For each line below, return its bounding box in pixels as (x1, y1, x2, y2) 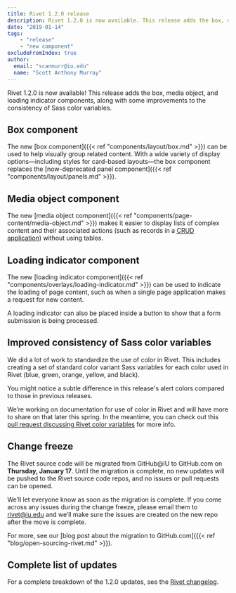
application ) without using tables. (7, 234, 104, 243)
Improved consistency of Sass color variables (7, 337, 212, 349)
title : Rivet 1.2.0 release (7, 10, 90, 18)
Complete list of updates (7, 559, 117, 570)
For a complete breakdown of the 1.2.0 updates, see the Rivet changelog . (7, 578, 219, 586)
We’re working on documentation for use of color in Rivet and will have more (7, 405, 228, 414)
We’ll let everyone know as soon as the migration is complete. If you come (7, 495, 222, 504)
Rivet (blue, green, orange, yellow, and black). (7, 370, 140, 378)
